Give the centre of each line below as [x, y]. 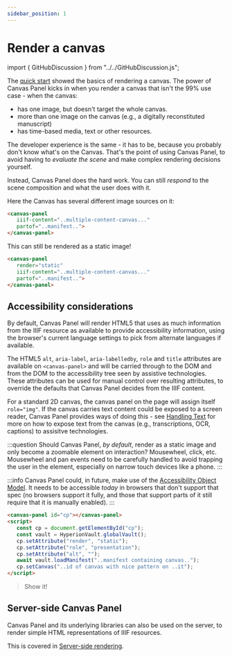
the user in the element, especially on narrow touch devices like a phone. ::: [115, 467]
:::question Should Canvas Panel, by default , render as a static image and [112, 444]
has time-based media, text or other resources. [84, 131]
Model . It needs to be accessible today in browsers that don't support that [113, 488]
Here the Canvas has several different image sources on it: [91, 201]
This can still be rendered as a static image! [69, 247]
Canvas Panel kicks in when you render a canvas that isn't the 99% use [109, 88]
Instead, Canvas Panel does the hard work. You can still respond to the [108, 180]
